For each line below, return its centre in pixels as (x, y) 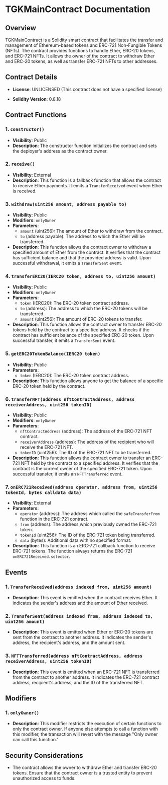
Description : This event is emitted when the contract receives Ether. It (85, 597)
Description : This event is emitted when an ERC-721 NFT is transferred (86, 672)
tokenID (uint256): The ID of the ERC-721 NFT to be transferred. (86, 452)
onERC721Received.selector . (41, 556)
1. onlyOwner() (22, 712)
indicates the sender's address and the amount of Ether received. (80, 603)
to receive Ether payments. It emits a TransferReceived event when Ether (88, 185)
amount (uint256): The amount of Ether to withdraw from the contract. (91, 231)
